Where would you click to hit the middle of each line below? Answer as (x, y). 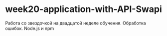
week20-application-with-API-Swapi (83, 9)
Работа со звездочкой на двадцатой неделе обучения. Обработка (76, 23)
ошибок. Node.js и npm (30, 28)
